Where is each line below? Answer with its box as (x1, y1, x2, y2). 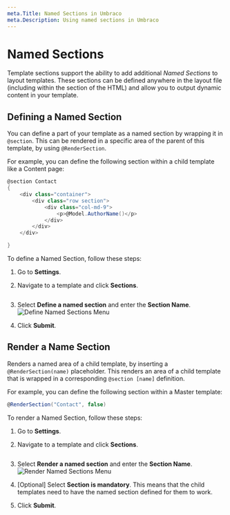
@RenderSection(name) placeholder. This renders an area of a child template (7, 367, 221, 375)
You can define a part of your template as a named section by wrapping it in (7, 129, 223, 138)
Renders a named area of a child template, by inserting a (7, 360, 169, 368)
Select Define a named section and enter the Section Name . (17, 301, 191, 309)
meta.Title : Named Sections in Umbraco (7, 10, 122, 17)
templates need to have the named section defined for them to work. (17, 487, 213, 496)
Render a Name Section (7, 341, 111, 353)
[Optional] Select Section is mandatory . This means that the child (17, 480, 205, 489)
